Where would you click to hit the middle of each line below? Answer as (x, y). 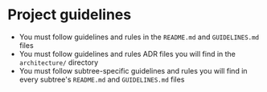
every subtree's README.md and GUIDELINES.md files (102, 79)
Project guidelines (70, 15)
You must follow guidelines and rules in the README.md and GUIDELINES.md (139, 37)
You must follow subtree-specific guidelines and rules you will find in (133, 70)
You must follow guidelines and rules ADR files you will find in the (127, 54)
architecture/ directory (59, 62)
